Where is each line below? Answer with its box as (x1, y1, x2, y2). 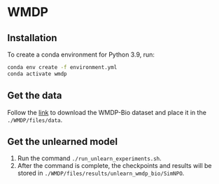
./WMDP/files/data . (7, 116, 63, 124)
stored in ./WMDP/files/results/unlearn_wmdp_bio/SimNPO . (17, 169, 185, 178)
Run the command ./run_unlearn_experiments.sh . (17, 154, 162, 162)
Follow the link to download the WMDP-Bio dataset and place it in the (7, 108, 206, 116)
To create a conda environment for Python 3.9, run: (7, 50, 155, 59)
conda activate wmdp (7, 70, 68, 77)
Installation (7, 32, 57, 44)
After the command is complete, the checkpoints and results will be (17, 162, 212, 170)
